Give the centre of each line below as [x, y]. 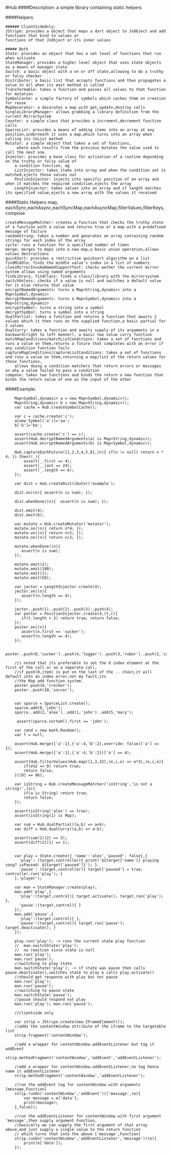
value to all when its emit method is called [55, 85]
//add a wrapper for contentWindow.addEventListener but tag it [84, 1044]
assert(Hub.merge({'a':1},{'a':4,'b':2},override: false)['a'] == [87, 744]
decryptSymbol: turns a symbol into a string [55, 312]
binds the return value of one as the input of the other [68, 379]
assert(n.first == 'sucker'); [53, 632]
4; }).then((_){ [23, 457]
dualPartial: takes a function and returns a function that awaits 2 [81, 317]
